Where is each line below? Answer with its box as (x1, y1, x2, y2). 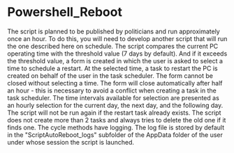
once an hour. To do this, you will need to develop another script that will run (7, 34, 228, 42)
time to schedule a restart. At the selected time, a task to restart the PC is (7, 64, 218, 72)
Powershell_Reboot (7, 4, 122, 20)
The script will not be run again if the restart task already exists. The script (7, 108, 221, 117)
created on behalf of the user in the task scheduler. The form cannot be (7, 71, 213, 80)
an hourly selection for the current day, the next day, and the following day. (7, 101, 224, 109)
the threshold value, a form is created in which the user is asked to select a (7, 56, 224, 65)
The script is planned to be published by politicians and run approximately (7, 27, 220, 35)
